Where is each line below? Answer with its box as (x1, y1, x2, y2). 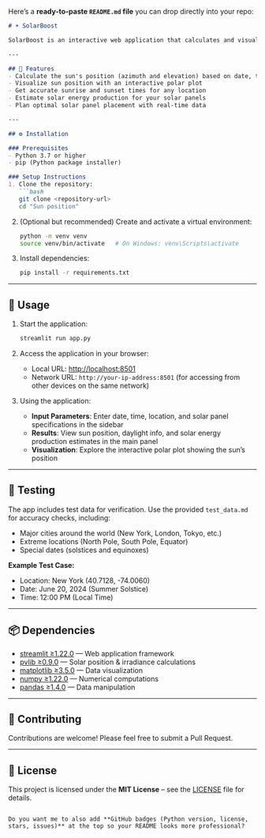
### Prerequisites (8, 144, 69, 152)
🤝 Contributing (8, 712, 82, 726)
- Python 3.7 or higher (8, 152, 87, 160)
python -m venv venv (19, 232, 88, 240)
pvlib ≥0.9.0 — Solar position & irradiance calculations (19, 657, 196, 667)
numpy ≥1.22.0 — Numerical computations (19, 674, 159, 683)
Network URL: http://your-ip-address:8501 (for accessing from (31, 372, 241, 381)
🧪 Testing (8, 483, 56, 497)
